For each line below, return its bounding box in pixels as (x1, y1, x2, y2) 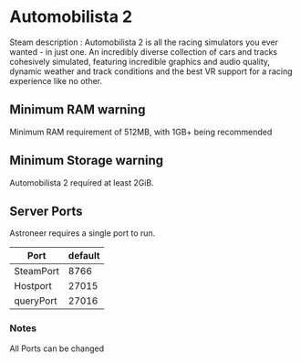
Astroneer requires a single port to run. (9, 228, 156, 239)
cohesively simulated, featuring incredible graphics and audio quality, (9, 56, 271, 67)
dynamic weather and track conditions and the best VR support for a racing (9, 66, 294, 77)
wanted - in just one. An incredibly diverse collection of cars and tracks (9, 46, 278, 57)
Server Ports (9, 203, 83, 219)
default (67, 250, 100, 262)
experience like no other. (9, 75, 103, 86)
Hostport (14, 280, 53, 293)
